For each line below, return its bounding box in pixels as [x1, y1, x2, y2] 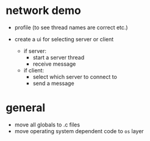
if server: [23, 47, 47, 55]
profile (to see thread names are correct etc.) [14, 24, 129, 31]
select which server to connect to [32, 73, 117, 80]
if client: [23, 66, 44, 74]
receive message [32, 60, 76, 67]
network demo [5, 4, 82, 18]
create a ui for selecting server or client [14, 35, 114, 43]
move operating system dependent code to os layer [14, 127, 144, 134]
